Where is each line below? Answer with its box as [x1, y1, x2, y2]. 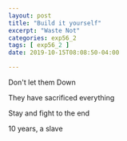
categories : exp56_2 [8, 33, 77, 42]
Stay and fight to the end [8, 108, 90, 118]
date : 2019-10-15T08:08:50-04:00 [8, 49, 120, 57]
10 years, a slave [8, 124, 63, 133]
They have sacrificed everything [8, 93, 115, 102]
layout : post [8, 11, 52, 20]
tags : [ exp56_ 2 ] [8, 41, 69, 49]
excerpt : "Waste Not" [8, 26, 81, 34]
